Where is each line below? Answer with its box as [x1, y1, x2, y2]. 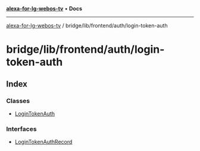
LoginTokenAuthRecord [14, 139, 73, 146]
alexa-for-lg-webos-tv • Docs [6, 5, 82, 12]
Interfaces [6, 124, 37, 133]
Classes [6, 97, 30, 105]
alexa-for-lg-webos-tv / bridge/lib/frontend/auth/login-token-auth [6, 22, 168, 29]
